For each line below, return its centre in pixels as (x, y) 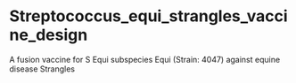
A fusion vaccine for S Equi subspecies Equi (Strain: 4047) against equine (145, 59)
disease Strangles (42, 69)
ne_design (49, 35)
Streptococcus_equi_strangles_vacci (148, 16)
